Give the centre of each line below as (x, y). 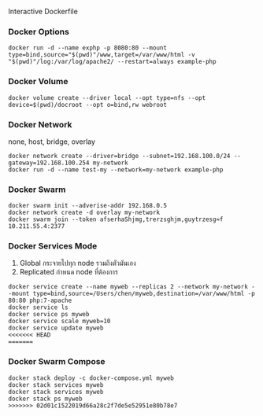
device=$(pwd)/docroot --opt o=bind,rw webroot (88, 105)
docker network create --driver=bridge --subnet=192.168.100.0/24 (119, 156)
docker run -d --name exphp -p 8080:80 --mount (88, 48)
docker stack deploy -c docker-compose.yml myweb (91, 378)
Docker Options (39, 31)
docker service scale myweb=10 (59, 322)
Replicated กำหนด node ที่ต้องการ (69, 272)
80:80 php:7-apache (40, 301)
